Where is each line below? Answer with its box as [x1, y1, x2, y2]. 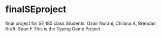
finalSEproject [5, 4, 67, 15]
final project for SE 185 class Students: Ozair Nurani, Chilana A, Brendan [5, 20, 156, 26]
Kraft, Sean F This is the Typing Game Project [5, 25, 101, 31]
